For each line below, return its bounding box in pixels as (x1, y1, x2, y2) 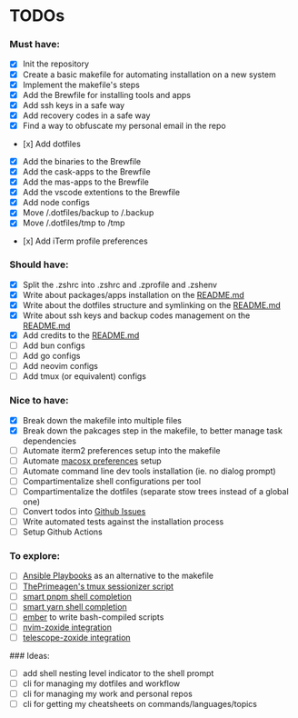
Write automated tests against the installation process (22, 516, 224, 527)
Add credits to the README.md (22, 329, 140, 341)
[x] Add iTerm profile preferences (22, 235, 148, 246)
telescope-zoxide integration (22, 632, 131, 643)
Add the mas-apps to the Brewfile (22, 176, 150, 187)
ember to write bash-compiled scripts (22, 611, 164, 623)
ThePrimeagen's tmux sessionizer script (22, 581, 174, 592)
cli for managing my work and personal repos (22, 688, 193, 699)
